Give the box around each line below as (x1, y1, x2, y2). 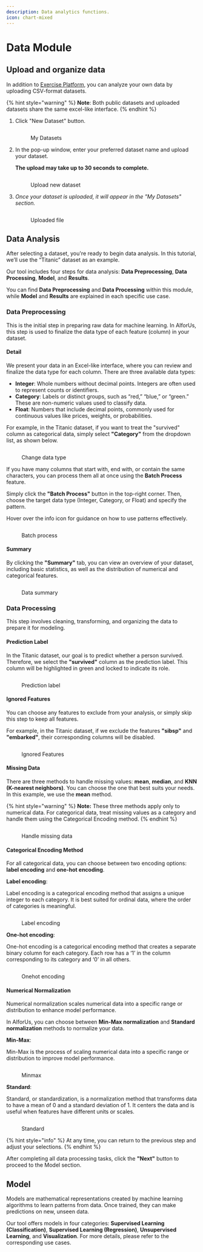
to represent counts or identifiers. (15, 386, 99, 394)
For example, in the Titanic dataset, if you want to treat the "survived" (6, 423, 180, 431)
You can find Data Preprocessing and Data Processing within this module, (6, 286, 193, 294)
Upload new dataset (30, 181, 81, 188)
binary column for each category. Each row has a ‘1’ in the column (6, 949, 171, 957)
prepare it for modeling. (6, 624, 65, 632)
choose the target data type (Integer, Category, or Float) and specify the (6, 496, 187, 503)
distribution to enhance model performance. (6, 1007, 117, 1014)
